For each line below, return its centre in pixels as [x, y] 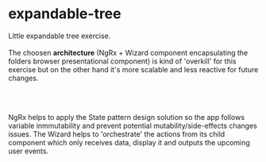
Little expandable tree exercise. [60, 36]
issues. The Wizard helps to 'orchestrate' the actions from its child [117, 134]
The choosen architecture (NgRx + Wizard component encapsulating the [128, 52]
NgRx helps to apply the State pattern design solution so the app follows [126, 117]
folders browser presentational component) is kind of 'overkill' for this [122, 61]
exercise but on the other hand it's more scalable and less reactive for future [133, 69]
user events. [29, 151]
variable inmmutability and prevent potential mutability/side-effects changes [133, 125]
